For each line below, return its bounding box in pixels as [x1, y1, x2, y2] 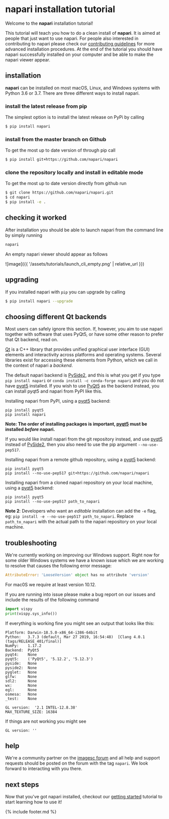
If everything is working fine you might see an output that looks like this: [5, 620, 154, 626]
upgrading [5, 276, 39, 284]
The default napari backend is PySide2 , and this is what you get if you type [5, 372, 161, 379]
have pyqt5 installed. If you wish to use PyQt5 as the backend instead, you [5, 383, 159, 389]
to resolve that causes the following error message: [5, 563, 112, 569]
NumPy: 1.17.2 [5, 643, 42, 648]
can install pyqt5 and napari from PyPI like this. [5, 388, 103, 394]
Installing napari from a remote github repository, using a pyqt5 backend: [5, 457, 156, 463]
